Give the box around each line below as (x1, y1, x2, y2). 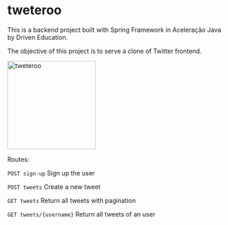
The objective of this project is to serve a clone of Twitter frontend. (7, 47, 203, 55)
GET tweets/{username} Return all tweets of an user (7, 209, 156, 218)
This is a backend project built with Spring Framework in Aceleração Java (7, 25, 222, 34)
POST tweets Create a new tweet (7, 183, 101, 191)
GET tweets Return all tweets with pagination (7, 196, 136, 204)
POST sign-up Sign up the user (7, 168, 95, 177)
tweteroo (7, 2, 62, 18)
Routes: (7, 155, 30, 163)
